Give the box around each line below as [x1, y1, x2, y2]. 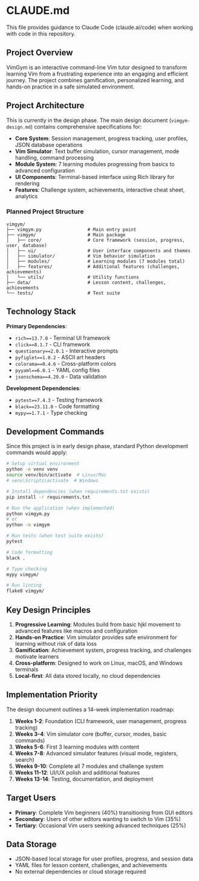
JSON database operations [15, 141, 83, 148]
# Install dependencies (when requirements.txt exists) [6, 488, 150, 495]
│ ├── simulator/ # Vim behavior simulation [6, 253, 155, 259]
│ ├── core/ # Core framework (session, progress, [6, 237, 186, 243]
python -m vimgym [6, 522, 50, 528]
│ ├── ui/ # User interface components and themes [6, 247, 191, 254]
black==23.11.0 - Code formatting [15, 403, 100, 410]
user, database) [6, 242, 47, 249]
